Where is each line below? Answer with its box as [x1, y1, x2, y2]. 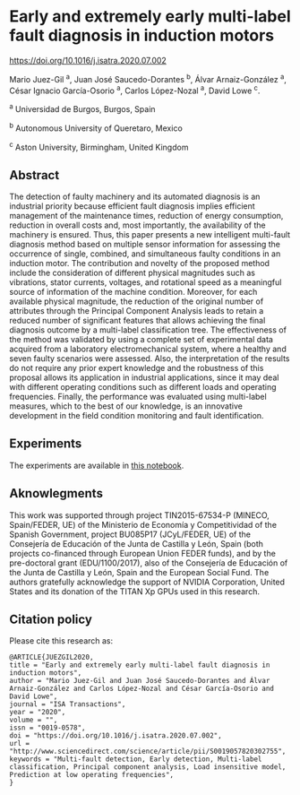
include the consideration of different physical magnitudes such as [9, 267, 255, 279]
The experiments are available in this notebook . [9, 460, 184, 471]
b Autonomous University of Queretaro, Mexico [9, 121, 184, 134]
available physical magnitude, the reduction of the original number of [9, 296, 264, 307]
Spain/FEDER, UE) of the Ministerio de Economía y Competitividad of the [9, 519, 278, 530]
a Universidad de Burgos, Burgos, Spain [9, 102, 156, 114]
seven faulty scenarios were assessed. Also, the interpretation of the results [9, 353, 290, 364]
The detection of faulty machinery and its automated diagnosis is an [9, 191, 261, 203]
